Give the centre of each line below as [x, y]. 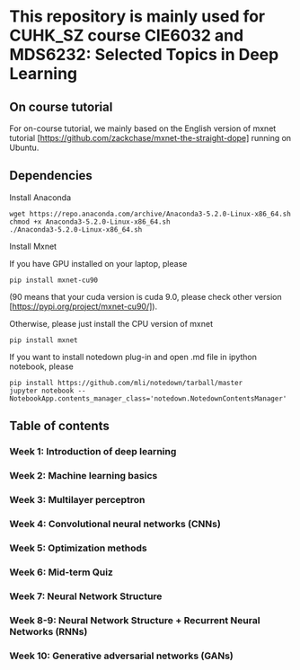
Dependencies [51, 176]
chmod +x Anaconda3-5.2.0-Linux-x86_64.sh [90, 222]
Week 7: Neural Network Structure [86, 596]
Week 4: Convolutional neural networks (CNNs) [115, 524]
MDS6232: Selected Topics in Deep [144, 55]
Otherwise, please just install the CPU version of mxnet [111, 323]
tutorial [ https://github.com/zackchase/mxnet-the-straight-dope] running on [150, 138]
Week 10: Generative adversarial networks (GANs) [121, 656]
